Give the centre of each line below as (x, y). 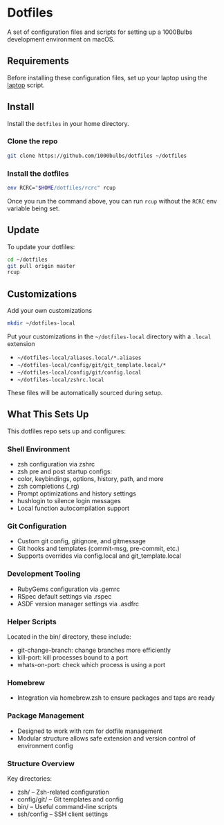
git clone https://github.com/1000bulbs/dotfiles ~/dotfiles (97, 156)
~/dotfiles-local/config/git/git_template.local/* (92, 365)
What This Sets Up (48, 414)
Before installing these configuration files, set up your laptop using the (107, 78)
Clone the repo (32, 141)
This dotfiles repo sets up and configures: (67, 431)
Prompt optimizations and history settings (76, 493)
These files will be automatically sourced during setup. (85, 393)
